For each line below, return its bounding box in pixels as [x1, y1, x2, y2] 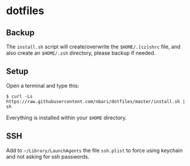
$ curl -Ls [6, 93, 33, 99]
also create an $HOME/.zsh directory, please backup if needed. [6, 49, 156, 57]
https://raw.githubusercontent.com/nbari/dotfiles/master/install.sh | [6, 98, 185, 104]
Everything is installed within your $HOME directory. [6, 114, 127, 121]
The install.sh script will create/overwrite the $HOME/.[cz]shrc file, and [6, 43, 181, 50]
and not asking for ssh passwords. [6, 153, 90, 160]
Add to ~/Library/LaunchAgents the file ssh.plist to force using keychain [6, 147, 183, 154]
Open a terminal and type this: [6, 82, 79, 89]
